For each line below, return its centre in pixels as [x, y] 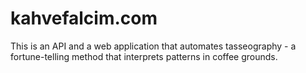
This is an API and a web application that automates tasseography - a [153, 46]
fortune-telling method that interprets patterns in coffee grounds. [144, 56]
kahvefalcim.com [84, 18]
